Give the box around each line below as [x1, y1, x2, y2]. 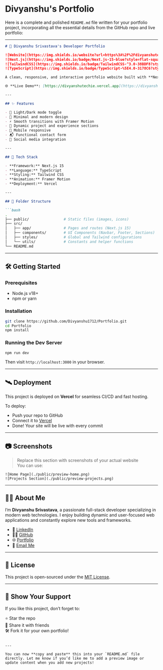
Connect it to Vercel [12, 418, 52, 424]
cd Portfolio [5, 323, 32, 328]
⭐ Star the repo [5, 615, 35, 621]
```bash [5, 207, 21, 212]
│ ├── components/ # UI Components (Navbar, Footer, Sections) [5, 230, 155, 235]
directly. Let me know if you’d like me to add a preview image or [5, 656, 145, 661]
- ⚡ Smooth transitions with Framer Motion [5, 119, 95, 124]
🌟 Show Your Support [5, 593, 71, 601]
